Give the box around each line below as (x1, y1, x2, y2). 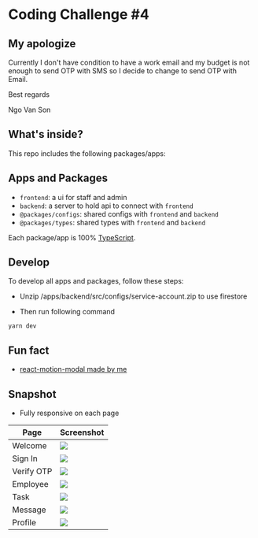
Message (12, 504, 46, 515)
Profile (12, 518, 37, 529)
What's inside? (8, 128, 84, 141)
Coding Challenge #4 (8, 6, 149, 24)
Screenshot (60, 427, 105, 438)
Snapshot (8, 388, 57, 401)
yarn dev (8, 322, 37, 330)
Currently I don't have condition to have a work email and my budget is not (8, 58, 250, 67)
